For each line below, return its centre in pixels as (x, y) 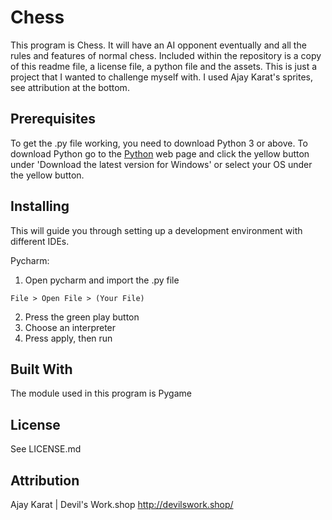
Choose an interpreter (70, 327)
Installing (40, 206)
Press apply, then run (68, 338)
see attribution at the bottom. (70, 87)
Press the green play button (82, 317)
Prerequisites (53, 119)
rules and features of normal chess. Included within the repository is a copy (166, 55)
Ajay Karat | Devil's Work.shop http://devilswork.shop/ (122, 504)
